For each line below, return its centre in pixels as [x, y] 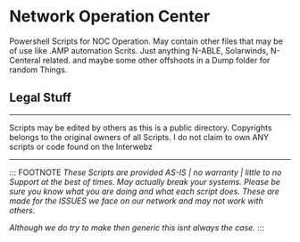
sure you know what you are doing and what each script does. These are [144, 191]
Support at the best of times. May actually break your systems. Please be [145, 181]
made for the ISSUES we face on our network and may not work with [136, 200]
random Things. [38, 70]
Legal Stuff [40, 98]
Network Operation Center [110, 17]
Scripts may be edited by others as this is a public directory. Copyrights [141, 128]
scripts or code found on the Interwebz [81, 146]
